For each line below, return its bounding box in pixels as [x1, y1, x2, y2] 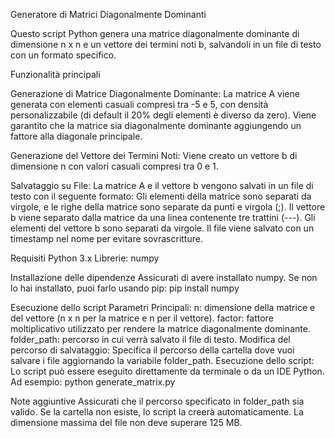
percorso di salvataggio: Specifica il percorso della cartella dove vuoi [10, 344, 295, 356]
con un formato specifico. [10, 49, 117, 61]
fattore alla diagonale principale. [10, 130, 143, 142]
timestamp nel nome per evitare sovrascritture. [10, 233, 203, 244]
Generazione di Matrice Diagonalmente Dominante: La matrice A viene [10, 88, 300, 99]
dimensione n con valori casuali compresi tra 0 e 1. [10, 160, 219, 172]
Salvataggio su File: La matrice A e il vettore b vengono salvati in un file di [10, 180, 314, 191]
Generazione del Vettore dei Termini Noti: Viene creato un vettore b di [10, 150, 298, 161]
